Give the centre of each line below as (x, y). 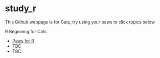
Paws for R (23, 41)
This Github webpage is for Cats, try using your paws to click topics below (80, 22)
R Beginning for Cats (26, 31)
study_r (21, 9)
